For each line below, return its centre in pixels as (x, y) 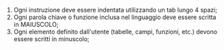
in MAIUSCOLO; (36, 24)
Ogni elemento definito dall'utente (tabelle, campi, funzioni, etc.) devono (115, 32)
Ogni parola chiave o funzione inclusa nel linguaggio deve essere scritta (115, 17)
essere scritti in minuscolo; (52, 39)
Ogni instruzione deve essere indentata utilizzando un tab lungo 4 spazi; (115, 10)
